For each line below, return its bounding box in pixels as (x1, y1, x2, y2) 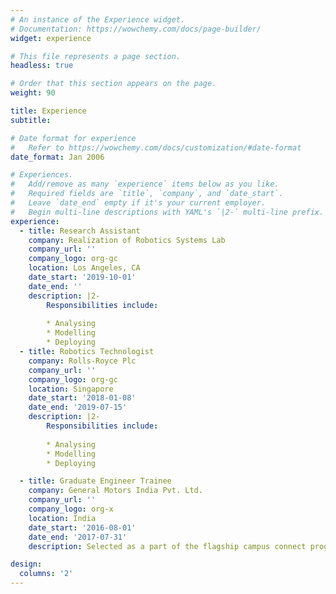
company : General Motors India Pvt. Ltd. (28, 486, 203, 496)
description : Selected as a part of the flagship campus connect (28, 541, 307, 551)
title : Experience (10, 106, 87, 116)
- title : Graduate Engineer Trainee (19, 476, 172, 486)
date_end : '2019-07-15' (28, 402, 128, 413)
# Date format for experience (10, 133, 137, 143)
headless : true (10, 61, 74, 71)
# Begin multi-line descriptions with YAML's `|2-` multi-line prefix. (10, 207, 325, 217)
